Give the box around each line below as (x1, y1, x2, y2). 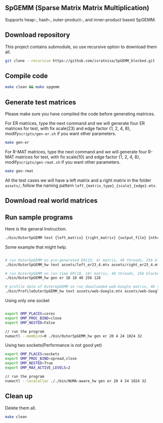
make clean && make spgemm (5, 85, 60, 89)
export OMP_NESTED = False (5, 320, 55, 325)
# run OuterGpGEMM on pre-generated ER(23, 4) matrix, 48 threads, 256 (5, 257, 153, 263)
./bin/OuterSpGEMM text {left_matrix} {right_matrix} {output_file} (5, 235, 147, 240)
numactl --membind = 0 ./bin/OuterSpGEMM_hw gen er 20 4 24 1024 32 (5, 334, 142, 338)
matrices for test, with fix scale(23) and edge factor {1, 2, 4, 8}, (5, 126, 131, 131)
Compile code (5, 71, 48, 80)
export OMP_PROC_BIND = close (5, 316, 62, 321)
